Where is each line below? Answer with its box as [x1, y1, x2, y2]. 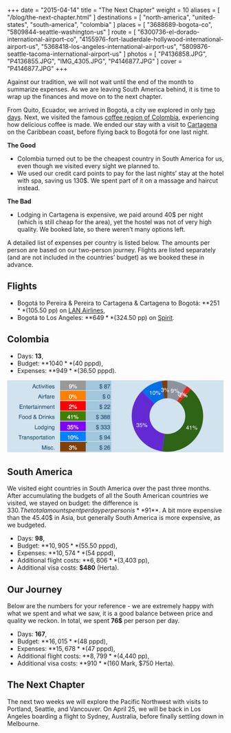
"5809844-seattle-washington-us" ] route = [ [7, 28, 136, 36]
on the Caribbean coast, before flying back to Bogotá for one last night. [7, 128, 210, 136]
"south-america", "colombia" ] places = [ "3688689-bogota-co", [30, 21, 213, 28]
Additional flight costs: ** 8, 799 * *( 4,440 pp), [16, 652, 150, 660]
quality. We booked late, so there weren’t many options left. [16, 225, 186, 233]
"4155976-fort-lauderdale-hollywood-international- [78, 35, 224, 43]
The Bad [7, 197, 32, 205]
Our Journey [7, 583, 63, 595]
